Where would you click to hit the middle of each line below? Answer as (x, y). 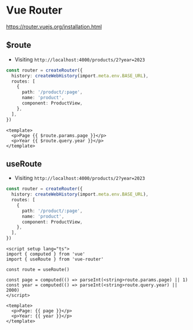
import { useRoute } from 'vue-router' (55, 259)
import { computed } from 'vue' (46, 254)
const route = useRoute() (38, 270)
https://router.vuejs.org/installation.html (54, 27)
